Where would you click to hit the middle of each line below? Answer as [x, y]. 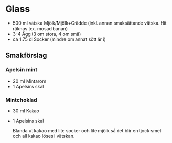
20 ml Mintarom [29, 81]
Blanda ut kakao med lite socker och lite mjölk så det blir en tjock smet [87, 130]
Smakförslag [26, 55]
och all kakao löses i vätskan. [44, 136]
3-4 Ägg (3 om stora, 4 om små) [47, 34]
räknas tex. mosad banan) [40, 28]
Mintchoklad [21, 100]
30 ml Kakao [26, 111]
